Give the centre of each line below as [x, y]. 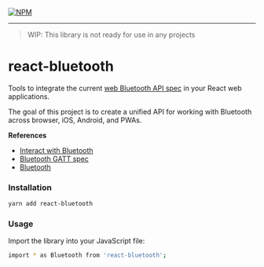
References [27, 135]
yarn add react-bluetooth [50, 204]
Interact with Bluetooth [56, 150]
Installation [30, 187]
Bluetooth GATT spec [54, 159]
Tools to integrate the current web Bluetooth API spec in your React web [125, 88]
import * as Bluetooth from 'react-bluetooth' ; [88, 255]
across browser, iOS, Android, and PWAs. [75, 120]
